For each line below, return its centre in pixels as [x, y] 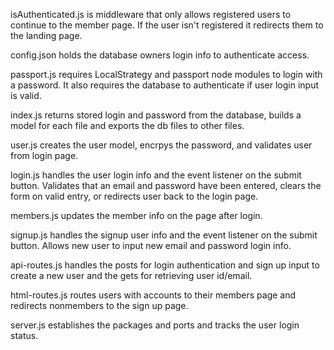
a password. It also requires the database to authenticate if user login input [165, 85]
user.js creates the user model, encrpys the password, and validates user [161, 145]
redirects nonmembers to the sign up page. [99, 305]
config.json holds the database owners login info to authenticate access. [160, 55]
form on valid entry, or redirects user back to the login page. [134, 196]
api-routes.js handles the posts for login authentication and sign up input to [165, 265]
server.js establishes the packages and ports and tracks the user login [155, 325]
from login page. [44, 155]
